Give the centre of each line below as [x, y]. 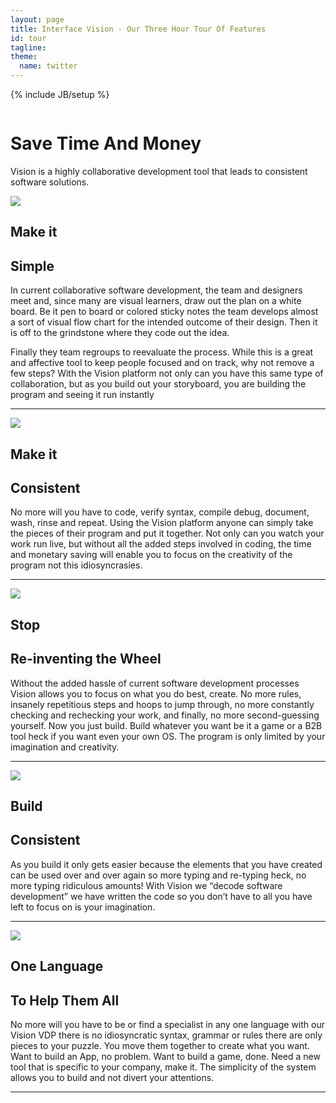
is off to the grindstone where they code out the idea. [120, 333]
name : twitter [48, 66]
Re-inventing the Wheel [86, 659]
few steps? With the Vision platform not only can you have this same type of [167, 373]
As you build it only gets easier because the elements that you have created [166, 864]
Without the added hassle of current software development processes [155, 683]
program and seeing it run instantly [82, 395]
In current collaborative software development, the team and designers [156, 290]
